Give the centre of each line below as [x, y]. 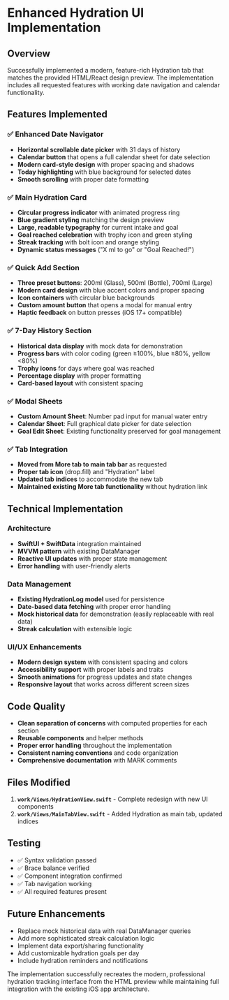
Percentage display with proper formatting [79, 376]
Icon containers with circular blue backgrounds [86, 297]
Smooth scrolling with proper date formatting [83, 179]
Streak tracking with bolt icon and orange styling [88, 242]
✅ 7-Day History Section [50, 331]
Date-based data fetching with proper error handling [94, 607]
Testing [24, 843]
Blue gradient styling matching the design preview [91, 220]
